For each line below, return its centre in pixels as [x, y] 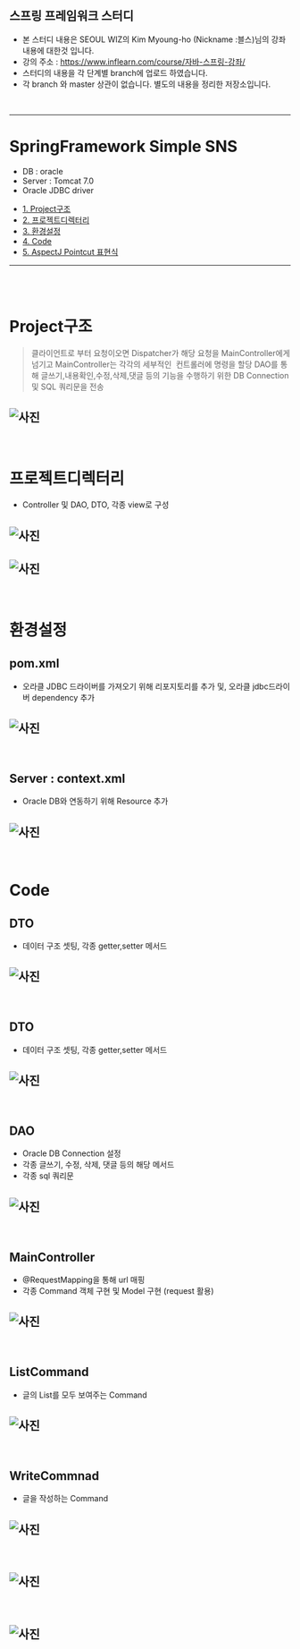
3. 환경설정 [41, 231]
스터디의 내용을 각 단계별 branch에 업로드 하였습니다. [115, 72]
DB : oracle [43, 171]
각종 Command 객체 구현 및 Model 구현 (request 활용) [118, 1290]
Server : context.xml [67, 778]
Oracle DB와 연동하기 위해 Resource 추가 [95, 801]
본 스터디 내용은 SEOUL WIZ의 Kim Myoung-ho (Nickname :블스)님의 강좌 [154, 39]
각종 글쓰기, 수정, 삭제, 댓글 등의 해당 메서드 [98, 1165]
